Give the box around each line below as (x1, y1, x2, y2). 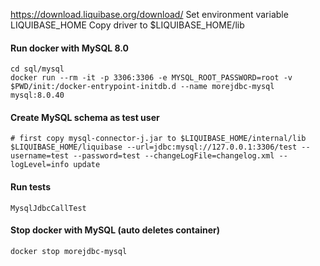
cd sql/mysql (10, 64, 65, 74)
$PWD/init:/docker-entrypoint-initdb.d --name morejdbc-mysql (10, 82, 275, 92)
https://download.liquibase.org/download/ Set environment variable (10, 9, 289, 20)
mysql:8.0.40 (10, 90, 65, 101)
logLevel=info (10, 160, 70, 170)
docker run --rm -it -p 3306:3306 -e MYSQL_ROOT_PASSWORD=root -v (10, 73, 293, 83)
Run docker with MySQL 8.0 (10, 42, 130, 54)
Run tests (10, 181, 51, 193)
